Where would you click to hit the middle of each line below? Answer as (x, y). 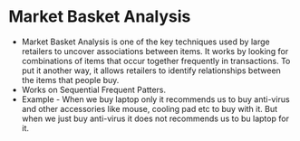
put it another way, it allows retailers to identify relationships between (151, 70)
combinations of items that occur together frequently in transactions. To (156, 61)
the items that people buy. (70, 80)
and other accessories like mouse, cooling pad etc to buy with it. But (150, 108)
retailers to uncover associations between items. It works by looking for (155, 51)
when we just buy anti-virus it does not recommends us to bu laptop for (155, 118)
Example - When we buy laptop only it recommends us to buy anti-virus (156, 99)
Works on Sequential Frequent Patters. (94, 89)
